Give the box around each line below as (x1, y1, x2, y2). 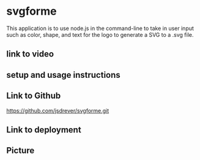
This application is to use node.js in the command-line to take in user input (6, 25, 194, 32)
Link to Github (6, 91, 61, 101)
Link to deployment (6, 124, 81, 135)
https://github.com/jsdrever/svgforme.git (6, 107, 109, 114)
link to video (6, 49, 54, 59)
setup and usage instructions (6, 69, 120, 80)
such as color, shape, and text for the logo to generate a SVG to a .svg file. (6, 31, 194, 38)
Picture (6, 145, 35, 156)
